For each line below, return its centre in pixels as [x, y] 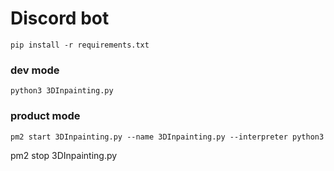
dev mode [35, 70]
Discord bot [60, 18]
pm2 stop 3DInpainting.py [64, 155]
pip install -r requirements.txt [80, 45]
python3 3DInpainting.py [62, 91]
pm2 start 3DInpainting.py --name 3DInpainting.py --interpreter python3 [167, 137]
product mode [45, 116]
